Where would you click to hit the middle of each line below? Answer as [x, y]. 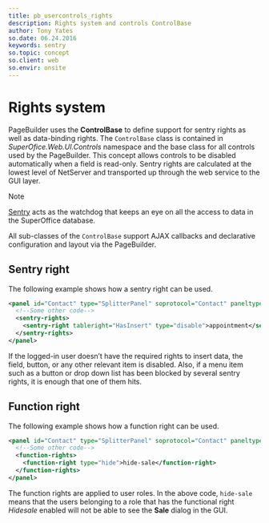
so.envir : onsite [37, 68]
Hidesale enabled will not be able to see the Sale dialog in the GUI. [118, 510]
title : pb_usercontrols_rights [60, 16]
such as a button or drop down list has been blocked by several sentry [124, 372]
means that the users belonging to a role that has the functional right [121, 501]
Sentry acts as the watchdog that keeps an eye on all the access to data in [131, 211]
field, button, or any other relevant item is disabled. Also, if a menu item [126, 364]
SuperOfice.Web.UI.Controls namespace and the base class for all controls [132, 147]
